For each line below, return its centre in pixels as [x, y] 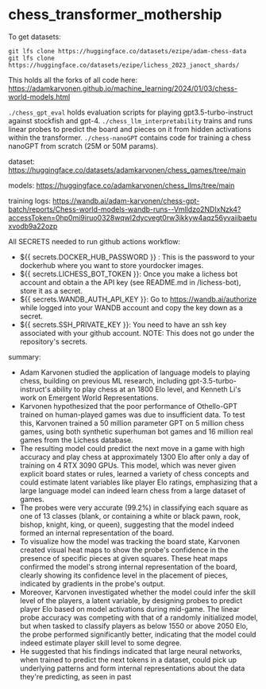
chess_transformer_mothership [115, 15]
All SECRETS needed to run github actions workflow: [94, 241]
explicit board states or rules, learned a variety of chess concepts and [134, 473]
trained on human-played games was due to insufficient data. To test [132, 415]
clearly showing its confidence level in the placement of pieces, [124, 575]
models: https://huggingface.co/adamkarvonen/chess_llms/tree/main [121, 185]
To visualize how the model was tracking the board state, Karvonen [130, 541]
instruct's [35, 389]
